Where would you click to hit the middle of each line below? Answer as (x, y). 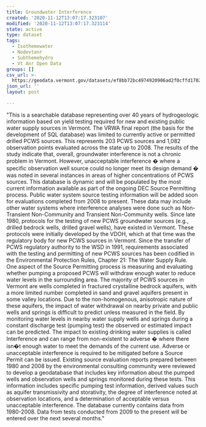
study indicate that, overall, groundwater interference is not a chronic (94, 154)
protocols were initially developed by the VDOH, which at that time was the (101, 233)
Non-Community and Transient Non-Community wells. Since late (113, 214)
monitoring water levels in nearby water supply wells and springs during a (100, 319)
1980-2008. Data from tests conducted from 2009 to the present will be (97, 412)
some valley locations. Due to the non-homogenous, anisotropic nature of (99, 299)
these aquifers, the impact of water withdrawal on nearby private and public (102, 305)
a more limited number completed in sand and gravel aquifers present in (97, 292)
